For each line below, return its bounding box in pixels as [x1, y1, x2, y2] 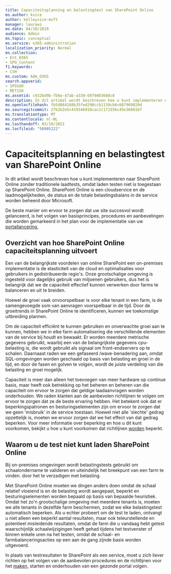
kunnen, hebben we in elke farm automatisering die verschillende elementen [5, 329, 165, 335]
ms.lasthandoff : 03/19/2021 [5, 121, 65, 127]
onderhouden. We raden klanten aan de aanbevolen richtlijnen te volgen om [5, 393, 164, 399]
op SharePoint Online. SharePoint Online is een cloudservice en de [5, 187, 145, 193]
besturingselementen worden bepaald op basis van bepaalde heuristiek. [5, 493, 157, 499]
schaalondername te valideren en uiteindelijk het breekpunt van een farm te [5, 467, 164, 473]
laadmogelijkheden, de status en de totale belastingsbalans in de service [5, 192, 158, 198]
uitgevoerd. [5, 542, 30, 548]
